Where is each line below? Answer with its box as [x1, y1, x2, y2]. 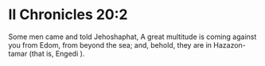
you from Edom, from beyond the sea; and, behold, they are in [8, 40, 212, 49]
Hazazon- [213, 40, 247, 49]
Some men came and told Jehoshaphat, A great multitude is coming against [8, 32, 257, 41]
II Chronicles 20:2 [8, 6, 128, 24]
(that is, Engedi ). [29, 49, 85, 58]
